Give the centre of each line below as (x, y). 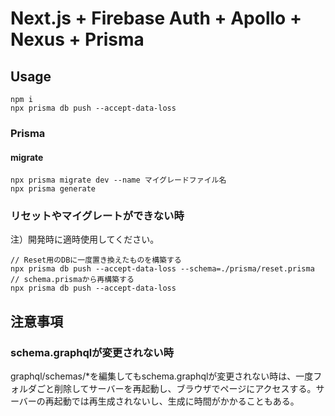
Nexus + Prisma (77, 39)
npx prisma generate (53, 189)
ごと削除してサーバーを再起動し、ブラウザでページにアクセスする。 (176, 389)
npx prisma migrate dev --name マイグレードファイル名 (118, 180)
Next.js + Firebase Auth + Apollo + (156, 18)
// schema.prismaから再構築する (72, 280)
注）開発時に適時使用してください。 (85, 239)
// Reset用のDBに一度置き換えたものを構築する (96, 260)
